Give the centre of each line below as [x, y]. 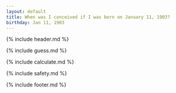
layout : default [26, 11]
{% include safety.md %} [37, 74]
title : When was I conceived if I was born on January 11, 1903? [88, 17]
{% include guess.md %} [36, 51]
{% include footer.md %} [36, 85]
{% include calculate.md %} [40, 62]
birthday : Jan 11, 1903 [35, 22]
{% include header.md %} [38, 39]
